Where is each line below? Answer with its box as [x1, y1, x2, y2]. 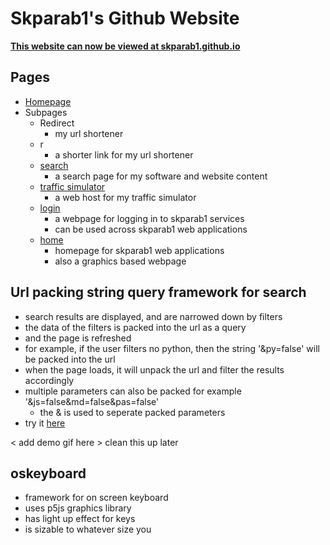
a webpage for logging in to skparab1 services [54, 212, 245, 224]
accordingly [24, 374, 75, 386]
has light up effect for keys [24, 513, 136, 525]
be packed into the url [24, 353, 116, 365]
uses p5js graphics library [24, 502, 132, 514]
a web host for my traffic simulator [54, 191, 197, 203]
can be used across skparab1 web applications [54, 223, 248, 235]
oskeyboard [10, 465, 87, 482]
